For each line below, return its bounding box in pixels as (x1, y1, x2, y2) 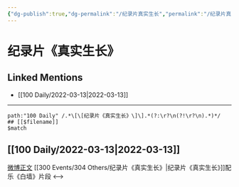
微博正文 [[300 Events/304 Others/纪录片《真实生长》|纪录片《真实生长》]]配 (7, 164, 232, 172)
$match (7, 125, 27, 132)
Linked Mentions (7, 72, 83, 84)
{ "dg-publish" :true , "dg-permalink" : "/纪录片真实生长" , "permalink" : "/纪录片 (7, 10, 226, 18)
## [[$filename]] (7, 118, 59, 125)
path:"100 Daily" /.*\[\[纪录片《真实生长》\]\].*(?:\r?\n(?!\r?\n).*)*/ (7, 112, 221, 119)
